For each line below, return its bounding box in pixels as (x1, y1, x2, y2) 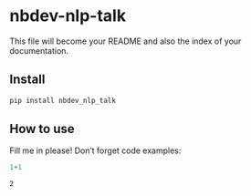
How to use (9, 121, 75, 137)
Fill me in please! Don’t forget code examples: (9, 145, 182, 156)
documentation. (9, 45, 69, 56)
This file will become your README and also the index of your (9, 36, 242, 46)
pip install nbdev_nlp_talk (9, 96, 117, 105)
